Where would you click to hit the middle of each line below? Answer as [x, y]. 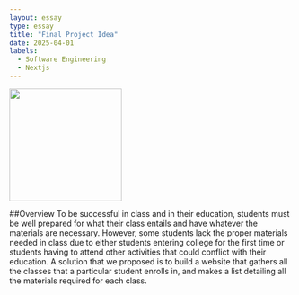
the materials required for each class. [79, 281]
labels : [24, 51]
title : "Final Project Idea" [64, 34]
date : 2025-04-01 [42, 43]
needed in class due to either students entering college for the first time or [147, 242]
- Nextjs [34, 68]
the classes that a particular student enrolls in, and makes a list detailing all [148, 271]
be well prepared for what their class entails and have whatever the [134, 223]
